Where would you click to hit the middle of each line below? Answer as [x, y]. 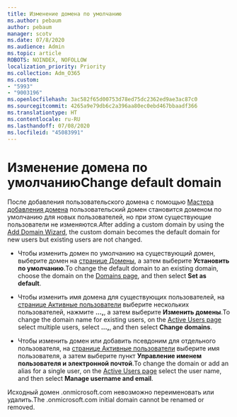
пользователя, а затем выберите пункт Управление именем [110, 356]
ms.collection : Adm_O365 [44, 73]
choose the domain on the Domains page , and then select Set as [112, 276]
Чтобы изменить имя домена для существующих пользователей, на [121, 297]
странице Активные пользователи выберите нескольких [103, 304]
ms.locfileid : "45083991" [45, 132]
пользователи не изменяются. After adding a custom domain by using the [116, 224]
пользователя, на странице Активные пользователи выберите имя [118, 348]
